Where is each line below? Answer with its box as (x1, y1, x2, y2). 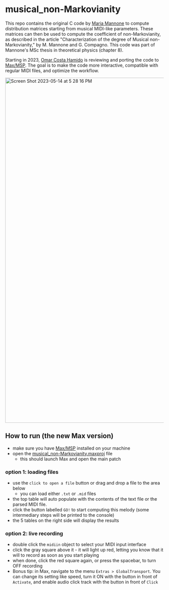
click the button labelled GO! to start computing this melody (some (12, 507, 149, 513)
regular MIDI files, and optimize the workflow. (5, 67, 99, 74)
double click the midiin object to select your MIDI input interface (12, 542, 147, 548)
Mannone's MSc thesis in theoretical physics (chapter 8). (5, 47, 124, 53)
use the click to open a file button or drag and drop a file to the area (12, 480, 160, 486)
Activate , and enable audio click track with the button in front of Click (12, 579, 158, 585)
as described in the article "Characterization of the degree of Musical (5, 36, 149, 42)
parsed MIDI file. (12, 501, 47, 508)
